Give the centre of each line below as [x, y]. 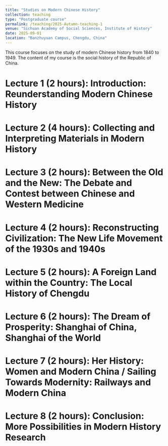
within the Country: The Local [69, 282]
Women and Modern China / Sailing [81, 372]
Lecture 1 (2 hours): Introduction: [76, 83]
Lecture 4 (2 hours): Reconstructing [82, 228]
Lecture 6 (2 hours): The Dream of [78, 316]
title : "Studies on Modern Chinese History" [53, 10]
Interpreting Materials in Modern [75, 139]
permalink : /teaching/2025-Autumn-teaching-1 [54, 24]
